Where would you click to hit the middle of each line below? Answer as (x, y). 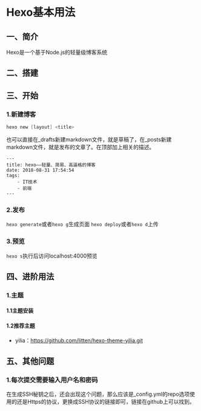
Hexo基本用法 (41, 12)
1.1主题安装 (20, 311)
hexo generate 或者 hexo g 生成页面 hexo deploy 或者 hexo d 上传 (82, 224)
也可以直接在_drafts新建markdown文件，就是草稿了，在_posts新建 (89, 139)
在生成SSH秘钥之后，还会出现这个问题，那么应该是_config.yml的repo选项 (98, 394)
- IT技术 (27, 182)
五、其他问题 (30, 361)
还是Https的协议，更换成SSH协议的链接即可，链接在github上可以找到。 (106, 402)
